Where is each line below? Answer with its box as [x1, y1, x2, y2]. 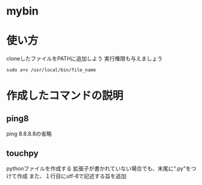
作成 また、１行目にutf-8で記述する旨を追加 [16, 172, 127, 180]
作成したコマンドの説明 [6, 89, 124, 103]
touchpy [6, 148, 39, 158]
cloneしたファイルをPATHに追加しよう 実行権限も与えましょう [6, 55, 163, 62]
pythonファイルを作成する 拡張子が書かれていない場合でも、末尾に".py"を [6, 164, 192, 172]
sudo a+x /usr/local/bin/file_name [6, 67, 96, 73]
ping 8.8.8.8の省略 [6, 130, 52, 137]
